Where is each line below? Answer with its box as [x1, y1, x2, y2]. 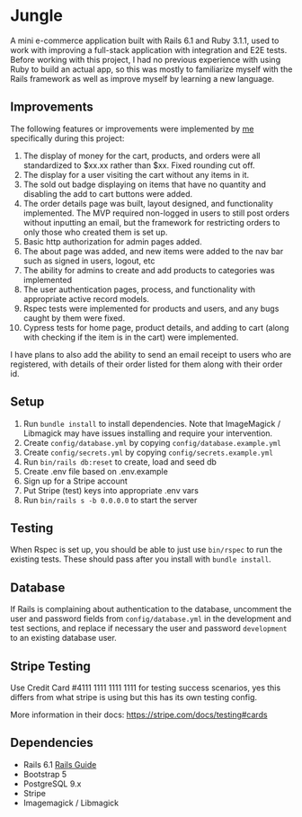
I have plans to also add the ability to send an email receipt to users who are [10, 349, 292, 360]
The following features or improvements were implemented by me [10, 123, 254, 134]
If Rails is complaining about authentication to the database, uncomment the [10, 604, 292, 615]
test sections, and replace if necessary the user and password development [10, 623, 288, 634]
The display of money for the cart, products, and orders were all [22, 150, 261, 161]
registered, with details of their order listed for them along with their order [10, 359, 283, 369]
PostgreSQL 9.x [22, 778, 82, 789]
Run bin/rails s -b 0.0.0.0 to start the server [22, 494, 198, 505]
